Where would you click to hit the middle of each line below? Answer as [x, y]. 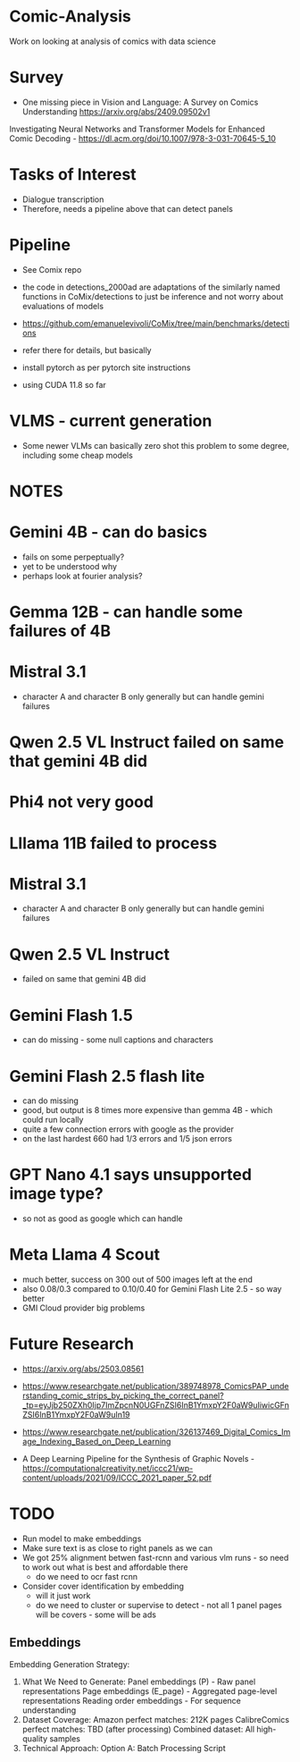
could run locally [53, 1120]
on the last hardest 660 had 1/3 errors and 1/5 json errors [127, 1139]
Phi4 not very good [82, 802]
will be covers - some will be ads [96, 1614]
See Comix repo [52, 269]
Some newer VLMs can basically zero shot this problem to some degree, [156, 445]
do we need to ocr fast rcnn [87, 1577]
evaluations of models [63, 306]
